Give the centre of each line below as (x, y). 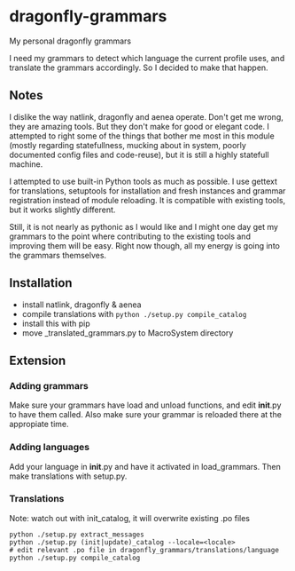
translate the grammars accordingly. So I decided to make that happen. (139, 67)
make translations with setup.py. (68, 476)
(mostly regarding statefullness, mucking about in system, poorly (128, 145)
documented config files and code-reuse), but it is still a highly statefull (139, 155)
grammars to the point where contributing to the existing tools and (130, 236)
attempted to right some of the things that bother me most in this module (142, 136)
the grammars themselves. (58, 255)
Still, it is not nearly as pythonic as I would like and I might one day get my (144, 226)
